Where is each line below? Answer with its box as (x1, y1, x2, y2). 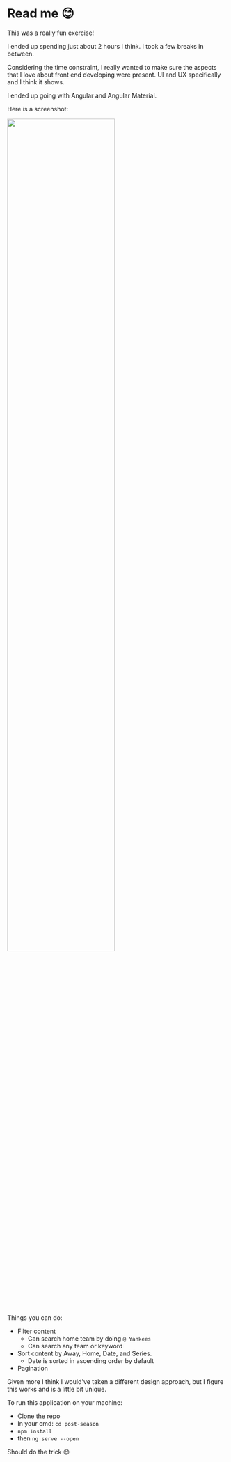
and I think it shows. (7, 77, 65, 86)
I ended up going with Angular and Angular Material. (7, 91, 157, 100)
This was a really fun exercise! (7, 29, 95, 37)
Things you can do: (7, 1313, 63, 1322)
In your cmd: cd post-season (17, 1419, 99, 1427)
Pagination (17, 1364, 49, 1372)
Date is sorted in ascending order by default (27, 1356, 154, 1364)
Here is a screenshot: (7, 105, 68, 113)
